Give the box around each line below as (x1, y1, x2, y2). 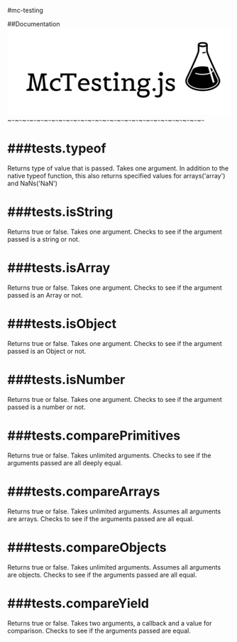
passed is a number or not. (7, 403, 87, 411)
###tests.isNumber (7, 372, 126, 388)
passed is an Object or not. (7, 347, 87, 355)
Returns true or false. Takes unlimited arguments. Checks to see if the (7, 451, 211, 459)
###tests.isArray (7, 260, 111, 276)
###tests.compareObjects (7, 539, 167, 555)
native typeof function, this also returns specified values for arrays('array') (7, 172, 226, 180)
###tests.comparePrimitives (7, 428, 181, 443)
